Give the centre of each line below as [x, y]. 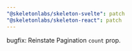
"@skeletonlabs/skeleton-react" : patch [64, 20]
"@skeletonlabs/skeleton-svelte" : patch [66, 14]
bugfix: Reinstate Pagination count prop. [64, 40]
